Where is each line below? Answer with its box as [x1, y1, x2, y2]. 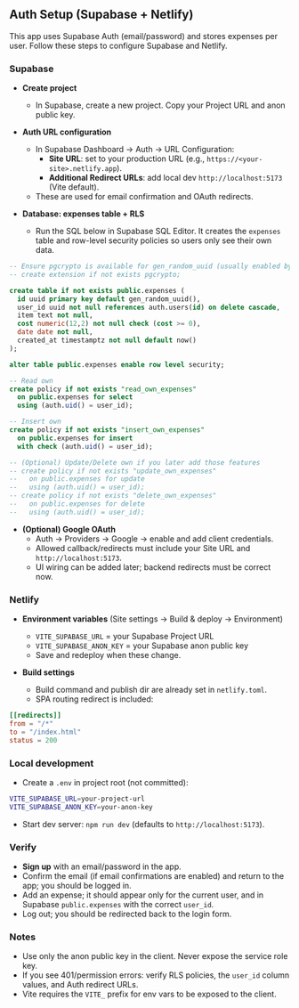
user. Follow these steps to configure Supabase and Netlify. [9, 40, 229, 51]
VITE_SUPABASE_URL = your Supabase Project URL [35, 631, 214, 642]
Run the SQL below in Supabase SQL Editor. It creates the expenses [35, 226, 281, 237]
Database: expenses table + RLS [21, 208, 145, 219]
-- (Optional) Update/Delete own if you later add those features [9, 458, 261, 467]
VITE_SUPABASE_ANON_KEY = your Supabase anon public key [35, 640, 249, 651]
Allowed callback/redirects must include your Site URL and [35, 542, 251, 553]
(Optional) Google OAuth [21, 524, 116, 534]
